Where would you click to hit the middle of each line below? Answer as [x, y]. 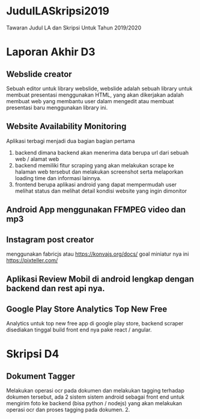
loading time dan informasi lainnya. [58, 178]
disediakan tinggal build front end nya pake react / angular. [79, 330]
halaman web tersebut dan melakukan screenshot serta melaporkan [99, 172]
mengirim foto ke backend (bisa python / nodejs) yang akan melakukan [94, 403]
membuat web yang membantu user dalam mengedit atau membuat [90, 101]
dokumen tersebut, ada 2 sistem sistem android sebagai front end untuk [95, 397]
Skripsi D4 [33, 354]
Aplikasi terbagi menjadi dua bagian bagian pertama [71, 141]
